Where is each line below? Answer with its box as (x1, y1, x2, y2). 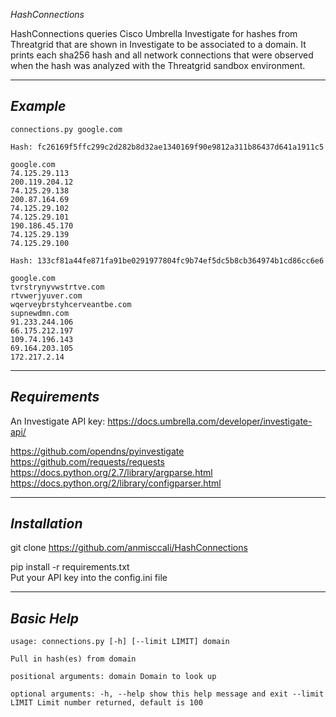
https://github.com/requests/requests (10, 455, 165, 468)
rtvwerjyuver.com (10, 290, 83, 301)
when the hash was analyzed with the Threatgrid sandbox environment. (10, 60, 306, 71)
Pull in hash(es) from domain (10, 654, 137, 664)
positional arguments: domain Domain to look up (10, 672, 217, 682)
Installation (10, 515, 83, 533)
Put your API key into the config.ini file (10, 572, 168, 584)
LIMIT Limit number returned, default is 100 (10, 698, 203, 708)
